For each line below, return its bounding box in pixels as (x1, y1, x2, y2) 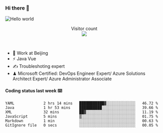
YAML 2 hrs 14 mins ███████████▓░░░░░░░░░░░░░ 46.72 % (5, 100, 158, 106)
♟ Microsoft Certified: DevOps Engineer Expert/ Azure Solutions (12, 70, 145, 77)
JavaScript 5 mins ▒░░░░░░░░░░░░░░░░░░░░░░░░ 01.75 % (5, 114, 158, 119)
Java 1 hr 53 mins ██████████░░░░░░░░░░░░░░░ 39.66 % (5, 105, 158, 110)
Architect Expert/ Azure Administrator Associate (12, 76, 112, 82)
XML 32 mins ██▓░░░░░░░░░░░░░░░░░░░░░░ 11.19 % (5, 109, 158, 114)
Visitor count (71, 26, 98, 32)
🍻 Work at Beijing (12, 50, 49, 56)
